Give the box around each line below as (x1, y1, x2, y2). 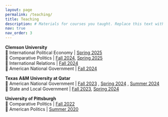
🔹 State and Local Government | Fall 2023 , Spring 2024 (5, 86, 119, 91)
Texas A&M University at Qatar (5, 75, 71, 81)
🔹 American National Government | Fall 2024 (5, 65, 97, 71)
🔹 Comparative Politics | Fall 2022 (5, 101, 75, 106)
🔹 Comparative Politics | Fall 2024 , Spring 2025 (5, 55, 103, 60)
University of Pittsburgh (5, 95, 56, 101)
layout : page (5, 7, 32, 12)
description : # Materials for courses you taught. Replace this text (5, 21, 153, 26)
